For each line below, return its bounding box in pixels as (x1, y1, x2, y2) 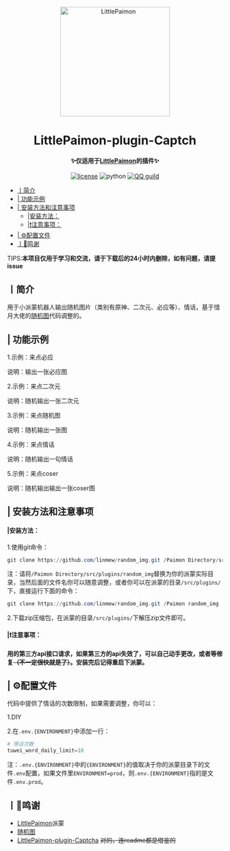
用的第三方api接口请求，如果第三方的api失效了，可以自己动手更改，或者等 (7, 649, 217, 657)
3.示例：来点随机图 (7, 411, 61, 420)
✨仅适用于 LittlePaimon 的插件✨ (71, 156, 159, 164)
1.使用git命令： (7, 543, 49, 551)
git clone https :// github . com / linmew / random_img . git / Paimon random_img (7, 600, 219, 607)
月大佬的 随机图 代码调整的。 (7, 312, 86, 320)
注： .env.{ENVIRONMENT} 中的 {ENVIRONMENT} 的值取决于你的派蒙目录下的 (7, 761, 204, 769)
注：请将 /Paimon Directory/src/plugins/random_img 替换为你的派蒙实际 (7, 570, 208, 578)
